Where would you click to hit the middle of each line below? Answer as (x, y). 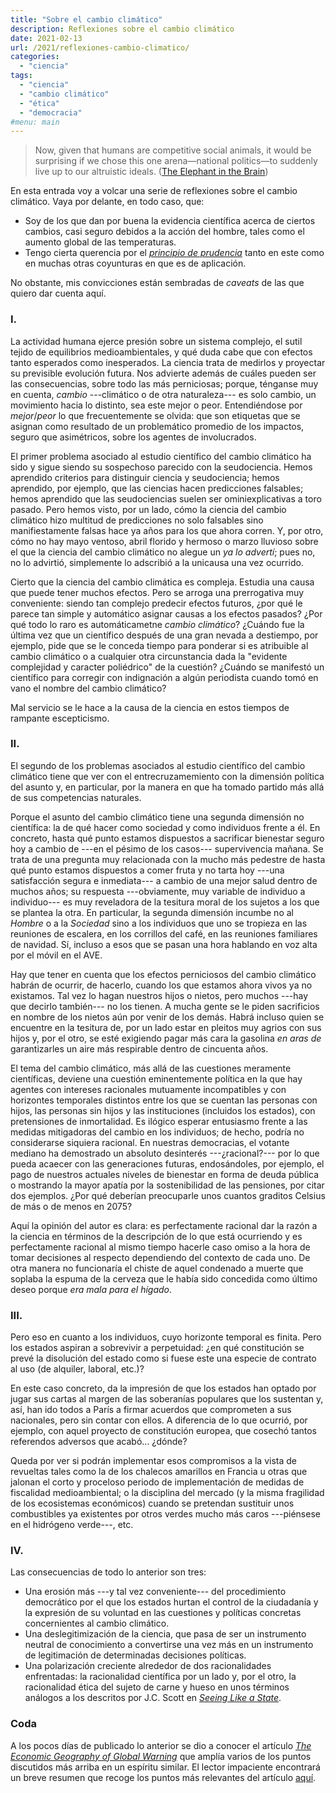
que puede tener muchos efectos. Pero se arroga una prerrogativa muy (157, 592)
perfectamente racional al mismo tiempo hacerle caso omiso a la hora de (160, 1247)
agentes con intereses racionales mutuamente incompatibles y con (148, 1089)
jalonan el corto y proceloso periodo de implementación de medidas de (157, 1482)
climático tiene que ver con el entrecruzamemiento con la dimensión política (167, 776)
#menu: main (35, 122)
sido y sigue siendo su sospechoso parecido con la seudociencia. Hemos (161, 467)
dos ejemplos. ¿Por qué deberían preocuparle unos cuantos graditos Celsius (168, 1195)
